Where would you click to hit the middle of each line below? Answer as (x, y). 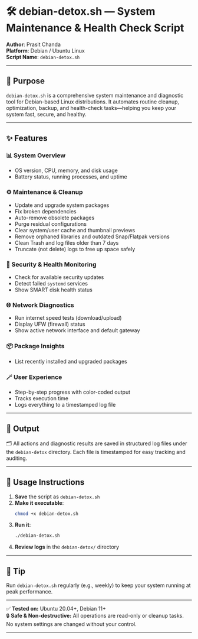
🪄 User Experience (34, 377)
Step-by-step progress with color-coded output (72, 392)
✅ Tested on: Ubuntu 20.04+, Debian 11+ (56, 609)
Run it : (23, 525)
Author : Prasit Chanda (33, 44)
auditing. (17, 458)
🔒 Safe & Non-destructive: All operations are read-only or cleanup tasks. (95, 616)
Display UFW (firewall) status (50, 324)
